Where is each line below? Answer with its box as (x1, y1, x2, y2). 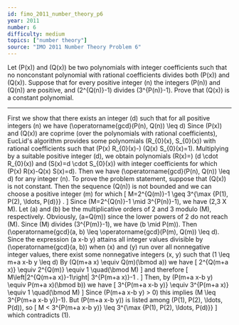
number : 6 (7, 24, 37, 31)
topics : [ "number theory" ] (7, 37, 87, 44)
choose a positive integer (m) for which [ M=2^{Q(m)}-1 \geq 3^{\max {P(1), (7, 190, 229, 198)
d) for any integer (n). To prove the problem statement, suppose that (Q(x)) (7, 175, 226, 182)
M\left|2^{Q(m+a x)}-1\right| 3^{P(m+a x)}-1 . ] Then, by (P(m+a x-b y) (7, 273, 213, 282)
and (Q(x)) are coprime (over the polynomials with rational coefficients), (7, 129, 218, 138)
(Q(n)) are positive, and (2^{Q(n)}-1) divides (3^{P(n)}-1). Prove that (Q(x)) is (7, 86, 230, 94)
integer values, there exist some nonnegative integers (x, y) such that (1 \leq (7, 250, 230, 259)
